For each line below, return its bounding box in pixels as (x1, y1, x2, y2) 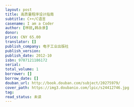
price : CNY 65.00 (5, 35, 41, 40)
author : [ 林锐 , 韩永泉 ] (5, 26, 48, 31)
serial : (5, 62, 21, 67)
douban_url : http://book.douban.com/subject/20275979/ (5, 80, 121, 85)
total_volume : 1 (5, 67, 39, 72)
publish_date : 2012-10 (5, 53, 52, 58)
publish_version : (5, 48, 41, 53)
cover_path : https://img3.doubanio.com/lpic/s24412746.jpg (5, 85, 130, 90)
